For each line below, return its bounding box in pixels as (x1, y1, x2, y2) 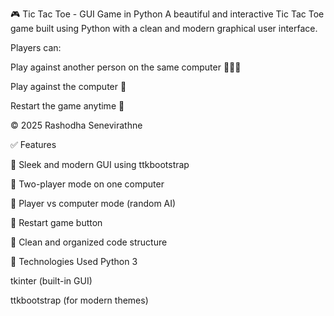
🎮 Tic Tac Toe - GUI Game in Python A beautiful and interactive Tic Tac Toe (10, 8, 325, 20)
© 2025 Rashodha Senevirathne (10, 119, 143, 131)
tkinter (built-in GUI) (10, 275, 93, 287)
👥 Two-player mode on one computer (10, 178, 165, 190)
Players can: (10, 42, 62, 53)
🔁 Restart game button (10, 217, 103, 228)
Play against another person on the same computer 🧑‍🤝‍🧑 (10, 61, 242, 73)
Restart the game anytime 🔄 (10, 100, 125, 112)
